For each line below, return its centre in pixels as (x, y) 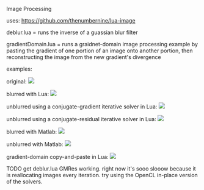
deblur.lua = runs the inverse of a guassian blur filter (72, 32)
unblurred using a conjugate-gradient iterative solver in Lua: (82, 107)
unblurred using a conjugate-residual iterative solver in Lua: (82, 119)
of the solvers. (24, 181)
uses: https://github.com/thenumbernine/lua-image (71, 20)
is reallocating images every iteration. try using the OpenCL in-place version (102, 175)
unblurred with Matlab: (35, 144)
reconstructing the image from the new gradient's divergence (84, 57)
